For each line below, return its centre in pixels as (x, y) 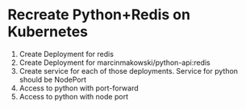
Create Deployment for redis (67, 54)
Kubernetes (48, 32)
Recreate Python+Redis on (99, 15)
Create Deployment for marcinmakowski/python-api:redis (115, 63)
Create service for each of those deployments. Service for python (129, 71)
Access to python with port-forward (79, 88)
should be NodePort (52, 79)
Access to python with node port (73, 96)
